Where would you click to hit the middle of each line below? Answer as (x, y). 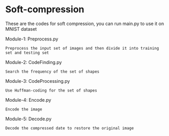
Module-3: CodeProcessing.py (38, 81)
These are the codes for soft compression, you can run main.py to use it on (85, 24)
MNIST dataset (21, 29)
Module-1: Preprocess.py (32, 39)
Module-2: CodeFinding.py (34, 62)
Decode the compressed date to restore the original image (70, 128)
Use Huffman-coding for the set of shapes (51, 90)
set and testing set (27, 53)
